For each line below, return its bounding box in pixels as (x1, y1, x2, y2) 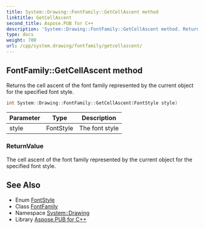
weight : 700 (6, 37, 36, 43)
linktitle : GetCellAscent (6, 15, 72, 21)
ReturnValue (6, 142, 44, 150)
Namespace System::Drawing (15, 209, 90, 216)
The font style (79, 124, 119, 132)
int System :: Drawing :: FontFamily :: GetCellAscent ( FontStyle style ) (6, 100, 178, 106)
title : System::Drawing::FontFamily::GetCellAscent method (6, 9, 159, 15)
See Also (6, 180, 41, 191)
